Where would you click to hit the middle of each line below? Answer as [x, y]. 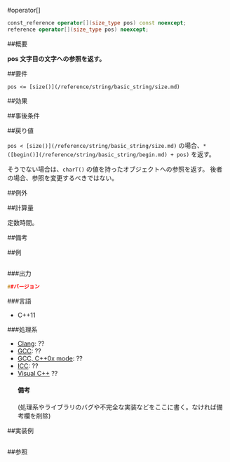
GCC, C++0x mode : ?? [50, 358]
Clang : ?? [31, 344]
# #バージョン [23, 287]
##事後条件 [23, 116]
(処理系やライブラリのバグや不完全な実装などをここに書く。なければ [117, 407]
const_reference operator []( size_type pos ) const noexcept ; [97, 23]
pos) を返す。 [196, 154]
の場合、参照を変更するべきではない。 [62, 177]
